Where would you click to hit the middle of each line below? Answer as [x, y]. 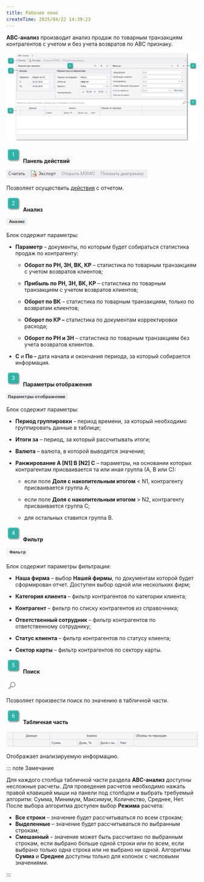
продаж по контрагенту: [47, 253]
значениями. [32, 863]
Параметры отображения [57, 384]
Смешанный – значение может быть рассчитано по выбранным [99, 836]
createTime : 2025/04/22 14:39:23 [49, 19]
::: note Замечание [30, 768]
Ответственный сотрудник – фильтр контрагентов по [85, 620]
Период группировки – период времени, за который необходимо [101, 421]
